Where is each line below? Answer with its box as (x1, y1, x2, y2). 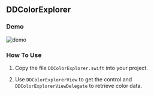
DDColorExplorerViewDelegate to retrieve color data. (14, 82, 143, 89)
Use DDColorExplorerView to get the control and (14, 75, 132, 83)
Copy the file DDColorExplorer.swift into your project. (14, 64, 148, 71)
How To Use (6, 50, 42, 59)
